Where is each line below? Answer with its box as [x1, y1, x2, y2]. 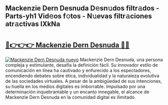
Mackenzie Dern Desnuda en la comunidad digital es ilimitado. [5, 94, 136, 100]
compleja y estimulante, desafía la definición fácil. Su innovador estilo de [5, 62, 158, 68]
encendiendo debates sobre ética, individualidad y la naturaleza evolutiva [5, 73, 159, 79]
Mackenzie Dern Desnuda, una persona [79, 57, 163, 63]
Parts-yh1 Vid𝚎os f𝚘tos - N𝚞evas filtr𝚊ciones [5, 12, 152, 21]
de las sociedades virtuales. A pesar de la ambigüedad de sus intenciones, [5, 78, 162, 84]
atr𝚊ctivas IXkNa [5, 20, 61, 28]
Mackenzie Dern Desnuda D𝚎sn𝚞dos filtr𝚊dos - [5, 4, 159, 13]
